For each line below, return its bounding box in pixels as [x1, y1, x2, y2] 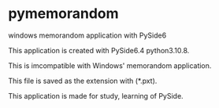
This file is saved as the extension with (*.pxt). [8, 76, 158, 85]
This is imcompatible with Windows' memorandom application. [8, 60, 212, 70]
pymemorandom [8, 5, 120, 23]
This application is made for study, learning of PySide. [8, 91, 184, 100]
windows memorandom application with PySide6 [8, 31, 167, 40]
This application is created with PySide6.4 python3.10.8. [8, 45, 190, 55]
